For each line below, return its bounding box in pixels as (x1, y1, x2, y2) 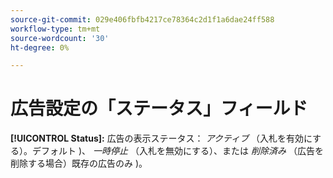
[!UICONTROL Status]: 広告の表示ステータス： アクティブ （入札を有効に (10, 132, 313, 145)
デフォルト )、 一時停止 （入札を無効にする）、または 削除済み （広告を (31, 145, 324, 157)
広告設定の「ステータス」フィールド (10, 97, 308, 120)
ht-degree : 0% (10, 42, 70, 53)
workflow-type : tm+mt (10, 24, 101, 34)
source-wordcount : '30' (10, 33, 110, 43)
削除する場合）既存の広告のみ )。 (10, 157, 148, 170)
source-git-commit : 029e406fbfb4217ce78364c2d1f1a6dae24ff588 (10, 14, 275, 25)
